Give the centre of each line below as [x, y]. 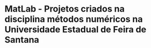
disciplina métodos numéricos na [74, 19]
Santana [22, 40]
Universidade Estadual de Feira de [75, 30]
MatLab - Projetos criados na [65, 9]
